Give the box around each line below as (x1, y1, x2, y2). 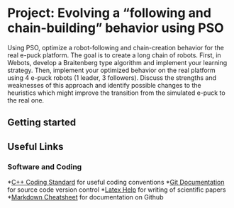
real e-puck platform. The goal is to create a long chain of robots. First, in (7, 51, 221, 59)
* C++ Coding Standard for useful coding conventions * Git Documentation (7, 178, 225, 187)
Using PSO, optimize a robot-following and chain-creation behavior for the (7, 43, 225, 52)
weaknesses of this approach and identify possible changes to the (7, 81, 201, 89)
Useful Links (7, 140, 64, 153)
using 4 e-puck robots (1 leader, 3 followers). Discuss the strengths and (7, 73, 216, 82)
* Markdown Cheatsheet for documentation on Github (7, 193, 164, 202)
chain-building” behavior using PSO (7, 20, 225, 36)
